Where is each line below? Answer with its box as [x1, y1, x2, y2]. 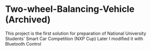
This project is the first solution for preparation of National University [5, 30, 147, 36]
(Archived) [5, 14, 51, 25]
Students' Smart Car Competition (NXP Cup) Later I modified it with [5, 36, 144, 42]
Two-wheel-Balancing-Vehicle [5, 3, 135, 15]
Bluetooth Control [5, 41, 41, 47]
